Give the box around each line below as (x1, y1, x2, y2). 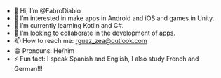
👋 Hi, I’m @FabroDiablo (13, 7, 81, 15)
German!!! (13, 65, 43, 72)
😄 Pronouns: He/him (13, 47, 75, 55)
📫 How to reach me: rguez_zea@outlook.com (13, 37, 147, 45)
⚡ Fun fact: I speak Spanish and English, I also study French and (13, 54, 199, 63)
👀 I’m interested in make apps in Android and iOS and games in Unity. (13, 14, 215, 22)
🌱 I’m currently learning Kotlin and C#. (13, 22, 124, 29)
